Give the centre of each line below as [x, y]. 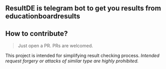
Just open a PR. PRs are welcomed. [55, 46]
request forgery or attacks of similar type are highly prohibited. [72, 61]
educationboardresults [43, 16]
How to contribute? [37, 33]
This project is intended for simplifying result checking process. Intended [82, 56]
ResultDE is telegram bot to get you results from [83, 8]
